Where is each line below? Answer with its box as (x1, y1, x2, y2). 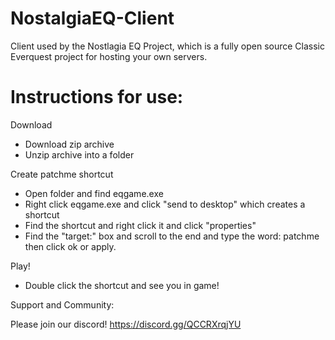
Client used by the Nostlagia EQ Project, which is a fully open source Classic (10, 40, 325, 52)
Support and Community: (10, 298, 115, 311)
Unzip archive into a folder (24, 148, 135, 161)
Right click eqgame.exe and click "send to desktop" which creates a (24, 198, 306, 210)
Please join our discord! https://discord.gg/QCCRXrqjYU (10, 318, 242, 330)
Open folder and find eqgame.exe (24, 187, 164, 199)
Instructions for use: (10, 86, 184, 109)
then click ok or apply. (24, 240, 117, 252)
